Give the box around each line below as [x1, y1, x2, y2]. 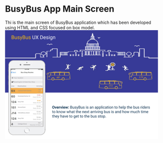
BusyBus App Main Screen [5, 3, 114, 15]
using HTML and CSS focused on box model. [5, 24, 95, 30]
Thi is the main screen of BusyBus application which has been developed [5, 19, 151, 25]
